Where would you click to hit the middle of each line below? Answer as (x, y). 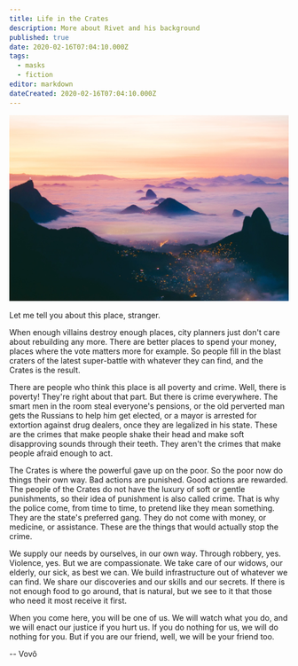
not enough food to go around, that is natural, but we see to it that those (141, 591)
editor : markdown (41, 84)
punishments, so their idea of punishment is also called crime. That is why (145, 498)
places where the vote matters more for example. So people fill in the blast (145, 351)
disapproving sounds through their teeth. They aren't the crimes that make (145, 443)
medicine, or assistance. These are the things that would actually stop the (144, 527)
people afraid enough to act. (61, 453)
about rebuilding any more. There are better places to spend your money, (143, 341)
